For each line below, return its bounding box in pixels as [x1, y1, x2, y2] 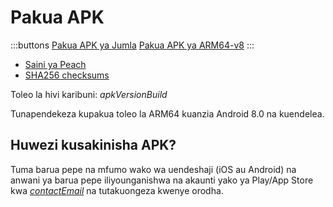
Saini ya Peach [24, 58, 87, 70]
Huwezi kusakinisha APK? [10, 137, 177, 154]
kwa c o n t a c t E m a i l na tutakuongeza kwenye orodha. [10, 184, 224, 196]
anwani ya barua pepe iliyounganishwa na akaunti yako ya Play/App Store [10, 174, 314, 186]
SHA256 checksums [24, 69, 110, 81]
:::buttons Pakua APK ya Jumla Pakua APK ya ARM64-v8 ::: [10, 39, 255, 51]
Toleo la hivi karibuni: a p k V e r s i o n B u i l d [10, 88, 168, 100]
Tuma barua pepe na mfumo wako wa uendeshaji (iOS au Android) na [10, 163, 297, 175]
